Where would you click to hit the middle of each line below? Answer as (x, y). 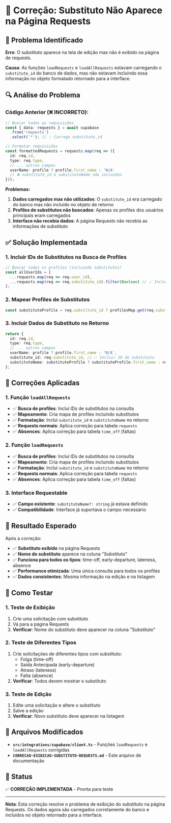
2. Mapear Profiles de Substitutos (48, 300)
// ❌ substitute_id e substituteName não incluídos (66, 175)
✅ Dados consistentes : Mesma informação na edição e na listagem (84, 576)
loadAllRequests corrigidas (41, 749)
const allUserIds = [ (28, 272)
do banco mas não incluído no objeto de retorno (63, 205)
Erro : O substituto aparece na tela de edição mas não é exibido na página (82, 52)
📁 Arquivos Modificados (44, 732)
